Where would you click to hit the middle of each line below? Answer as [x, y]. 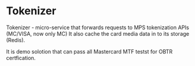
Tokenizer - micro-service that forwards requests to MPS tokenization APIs [98, 27]
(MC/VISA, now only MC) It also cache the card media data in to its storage [98, 33]
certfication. [21, 58]
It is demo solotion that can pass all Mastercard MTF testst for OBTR [89, 51]
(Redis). [16, 40]
